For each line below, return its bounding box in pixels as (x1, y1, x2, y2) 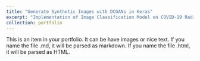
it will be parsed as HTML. (6, 49, 70, 56)
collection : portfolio (6, 20, 62, 25)
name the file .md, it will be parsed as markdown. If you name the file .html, (6, 42, 190, 49)
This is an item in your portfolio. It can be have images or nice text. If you (6, 36, 185, 43)
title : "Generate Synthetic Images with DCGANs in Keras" (6, 8, 153, 15)
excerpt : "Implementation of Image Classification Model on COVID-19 (6, 14, 183, 20)
